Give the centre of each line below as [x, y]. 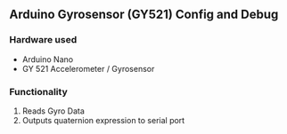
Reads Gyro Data [53, 111]
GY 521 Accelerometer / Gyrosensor [88, 68]
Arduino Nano [48, 59]
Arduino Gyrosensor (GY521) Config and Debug [144, 15]
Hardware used [43, 40]
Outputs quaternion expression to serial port [103, 120]
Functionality [39, 91]
